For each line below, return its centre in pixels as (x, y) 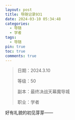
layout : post (19, 10)
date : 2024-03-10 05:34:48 (33, 19)
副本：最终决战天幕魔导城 (43, 92)
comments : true (21, 56)
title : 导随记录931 (24, 14)
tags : (11, 38)
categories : (17, 24)
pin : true (15, 47)
